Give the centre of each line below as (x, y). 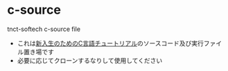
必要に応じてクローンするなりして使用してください (90, 60)
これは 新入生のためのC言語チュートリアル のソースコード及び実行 (111, 43)
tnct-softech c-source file (44, 29)
